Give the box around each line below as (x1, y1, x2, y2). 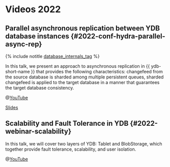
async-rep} (5, 40, 42, 48)
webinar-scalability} (5, 127, 72, 136)
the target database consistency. (5, 85, 74, 91)
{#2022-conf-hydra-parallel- (70, 32, 165, 40)
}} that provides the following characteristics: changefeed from (31, 69, 163, 74)
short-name (5, 69, 30, 74)
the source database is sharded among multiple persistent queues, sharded (5, 74, 164, 80)
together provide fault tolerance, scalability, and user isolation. (5, 146, 136, 152)
